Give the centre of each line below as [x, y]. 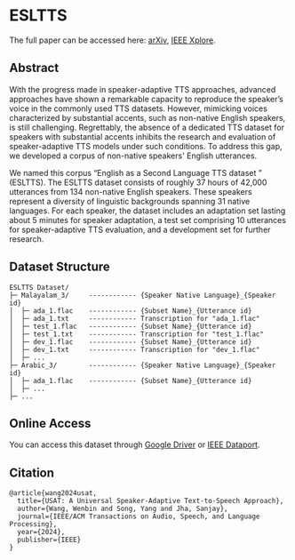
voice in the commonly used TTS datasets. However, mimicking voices [139, 108]
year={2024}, [41, 532]
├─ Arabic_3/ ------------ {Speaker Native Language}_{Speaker [143, 365]
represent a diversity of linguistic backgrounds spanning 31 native [130, 201]
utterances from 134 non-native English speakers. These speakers [131, 191]
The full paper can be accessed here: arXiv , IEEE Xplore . [112, 40]
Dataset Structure [60, 267]
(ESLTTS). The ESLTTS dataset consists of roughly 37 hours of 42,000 [138, 182]
